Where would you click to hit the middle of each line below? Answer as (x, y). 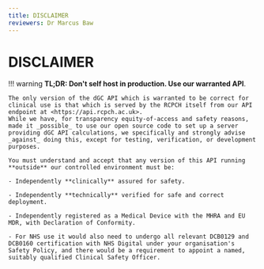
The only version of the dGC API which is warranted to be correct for (128, 99)
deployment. (28, 203)
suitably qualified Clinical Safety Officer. (84, 258)
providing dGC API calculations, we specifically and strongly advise (127, 133)
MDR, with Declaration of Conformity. (72, 223)
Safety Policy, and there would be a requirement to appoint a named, (127, 251)
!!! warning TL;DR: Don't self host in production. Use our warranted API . (127, 84)
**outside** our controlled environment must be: (92, 168)
